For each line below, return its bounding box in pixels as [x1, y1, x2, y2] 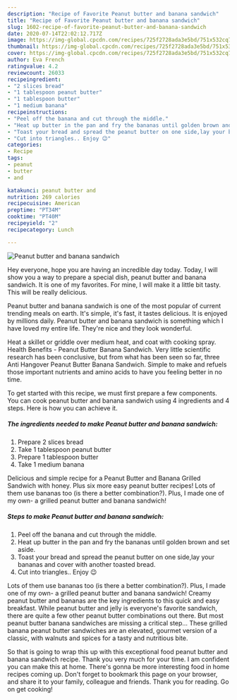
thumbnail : [7, 43, 39, 50]
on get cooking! [7, 684, 53, 693]
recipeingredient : [7, 75, 61, 83]
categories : [7, 142, 42, 149]
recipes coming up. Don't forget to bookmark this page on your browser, [7, 670, 218, 678]
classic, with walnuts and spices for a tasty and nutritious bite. [7, 634, 188, 642]
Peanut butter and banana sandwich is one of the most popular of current [7, 301, 221, 310]
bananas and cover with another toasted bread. [17, 560, 156, 568]
